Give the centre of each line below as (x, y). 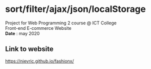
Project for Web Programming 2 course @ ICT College (61, 23)
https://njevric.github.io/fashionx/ (39, 61)
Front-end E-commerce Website (38, 28)
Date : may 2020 (22, 33)
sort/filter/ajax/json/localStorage (75, 9)
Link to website (29, 49)
